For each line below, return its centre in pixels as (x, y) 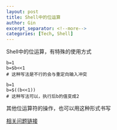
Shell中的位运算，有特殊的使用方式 (49, 52)
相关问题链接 (22, 121)
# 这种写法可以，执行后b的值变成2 (43, 97)
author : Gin (21, 23)
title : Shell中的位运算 (33, 17)
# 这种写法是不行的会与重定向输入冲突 (47, 75)
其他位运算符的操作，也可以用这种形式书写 (59, 109)
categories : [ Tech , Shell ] (40, 34)
